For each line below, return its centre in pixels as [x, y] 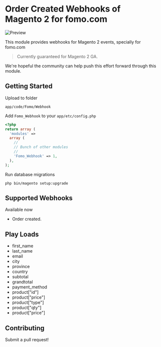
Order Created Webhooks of [63, 9]
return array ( [20, 129]
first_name [23, 246]
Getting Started [29, 86]
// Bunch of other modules [41, 147]
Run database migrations [30, 174]
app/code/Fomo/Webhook [28, 107]
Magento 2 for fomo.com [56, 19]
